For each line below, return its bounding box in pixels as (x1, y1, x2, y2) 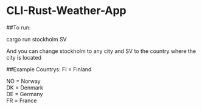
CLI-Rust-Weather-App (6, 4, 127, 18)
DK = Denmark (6, 83, 44, 91)
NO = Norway (6, 77, 41, 85)
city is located (6, 54, 41, 61)
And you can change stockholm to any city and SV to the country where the (6, 47, 197, 55)
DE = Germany (6, 90, 43, 97)
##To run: (6, 24, 31, 31)
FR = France (6, 97, 37, 104)
